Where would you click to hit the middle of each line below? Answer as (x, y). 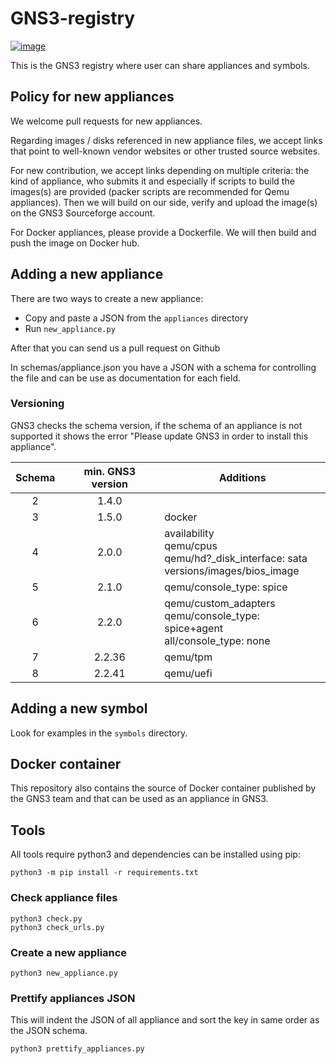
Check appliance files (64, 898)
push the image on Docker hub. (75, 243)
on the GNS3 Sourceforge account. (83, 213)
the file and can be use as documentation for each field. (125, 378)
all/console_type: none (217, 640)
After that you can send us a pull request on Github (115, 348)
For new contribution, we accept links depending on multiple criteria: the (160, 170)
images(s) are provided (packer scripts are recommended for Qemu (150, 191)
